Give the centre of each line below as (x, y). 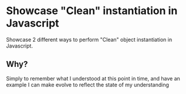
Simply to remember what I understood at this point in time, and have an (93, 78)
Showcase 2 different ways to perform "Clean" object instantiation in (89, 39)
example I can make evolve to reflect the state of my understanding (87, 85)
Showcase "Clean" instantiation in (92, 11)
